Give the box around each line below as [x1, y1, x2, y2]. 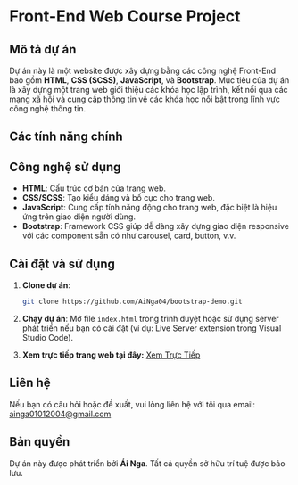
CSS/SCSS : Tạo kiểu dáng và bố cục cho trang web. [21, 193, 216, 203]
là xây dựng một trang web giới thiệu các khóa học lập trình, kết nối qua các [9, 85, 288, 95]
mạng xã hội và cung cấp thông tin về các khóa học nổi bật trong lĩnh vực [9, 94, 281, 104]
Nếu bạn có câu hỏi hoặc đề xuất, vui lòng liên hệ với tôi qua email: [9, 399, 256, 409]
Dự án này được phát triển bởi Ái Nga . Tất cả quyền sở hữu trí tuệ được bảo [9, 457, 286, 469]
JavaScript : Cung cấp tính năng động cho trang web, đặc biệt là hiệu [21, 202, 277, 213]
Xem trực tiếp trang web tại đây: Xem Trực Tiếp [21, 349, 201, 360]
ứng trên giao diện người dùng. [21, 211, 137, 222]
